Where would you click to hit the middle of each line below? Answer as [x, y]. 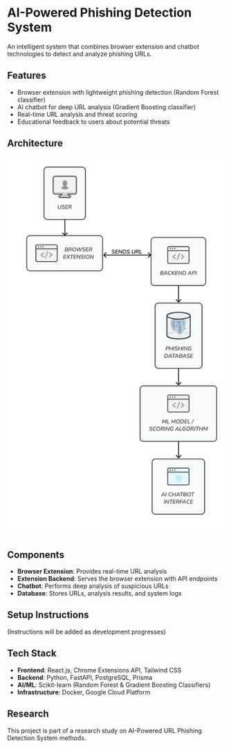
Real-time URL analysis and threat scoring [77, 114]
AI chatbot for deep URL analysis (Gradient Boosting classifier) [107, 107]
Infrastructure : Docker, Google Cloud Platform [84, 692]
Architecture [35, 143]
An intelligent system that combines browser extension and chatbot [103, 46]
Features [27, 76]
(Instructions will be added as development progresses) [86, 632]
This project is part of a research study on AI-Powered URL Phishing [104, 730]
